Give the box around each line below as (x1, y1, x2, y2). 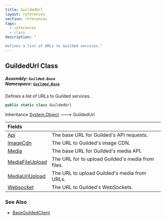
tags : (5, 21, 16, 26)
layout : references (5, 12, 45, 17)
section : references (5, 16, 48, 21)
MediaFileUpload (7, 158, 47, 165)
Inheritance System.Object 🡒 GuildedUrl (5, 111, 95, 117)
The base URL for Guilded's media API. (51, 147, 142, 154)
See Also (5, 198, 27, 205)
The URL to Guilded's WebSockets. (51, 184, 133, 190)
